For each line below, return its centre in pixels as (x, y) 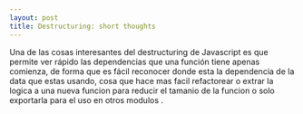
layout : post (34, 18)
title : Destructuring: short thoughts (83, 26)
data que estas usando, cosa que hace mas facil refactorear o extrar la (142, 81)
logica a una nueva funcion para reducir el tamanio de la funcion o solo (142, 90)
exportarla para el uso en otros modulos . (87, 100)
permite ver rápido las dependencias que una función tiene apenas (135, 62)
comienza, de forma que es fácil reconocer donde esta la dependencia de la (152, 71)
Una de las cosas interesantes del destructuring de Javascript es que (139, 52)
